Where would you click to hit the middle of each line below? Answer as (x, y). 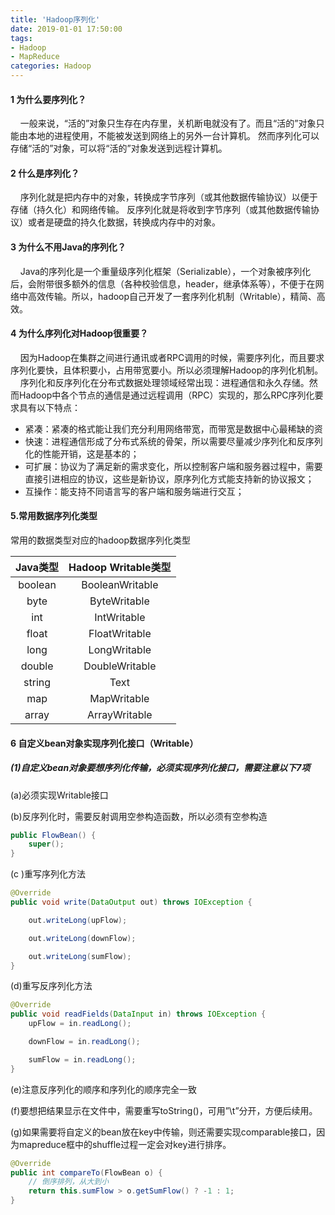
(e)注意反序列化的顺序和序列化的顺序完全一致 (104, 1089)
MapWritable (119, 699)
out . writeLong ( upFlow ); (78, 920)
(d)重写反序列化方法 (51, 986)
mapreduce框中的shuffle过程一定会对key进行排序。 (125, 1144)
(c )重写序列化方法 (48, 874)
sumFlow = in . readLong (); (82, 1059)
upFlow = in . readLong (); (80, 1024)
